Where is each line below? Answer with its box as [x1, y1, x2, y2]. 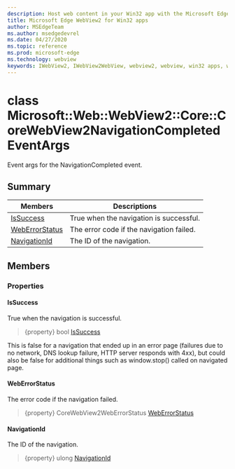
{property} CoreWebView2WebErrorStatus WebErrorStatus [24, 409, 194, 417]
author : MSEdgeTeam [7, 23, 64, 30]
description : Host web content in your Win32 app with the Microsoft [7, 10, 215, 18]
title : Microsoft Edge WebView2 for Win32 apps [7, 17, 149, 24]
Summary [7, 180, 51, 193]
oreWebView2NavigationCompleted [7, 122, 221, 138]
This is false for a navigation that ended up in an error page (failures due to [7, 341, 224, 349]
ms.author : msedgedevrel [7, 29, 80, 37]
